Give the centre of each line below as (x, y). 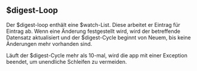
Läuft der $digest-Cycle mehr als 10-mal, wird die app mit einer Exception (97, 55)
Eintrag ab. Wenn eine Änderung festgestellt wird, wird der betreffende (93, 31)
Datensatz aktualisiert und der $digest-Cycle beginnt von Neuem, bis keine (98, 37)
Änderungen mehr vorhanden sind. (49, 44)
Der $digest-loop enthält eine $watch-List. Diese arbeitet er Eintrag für (93, 24)
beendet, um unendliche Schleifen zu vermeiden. (67, 61)
